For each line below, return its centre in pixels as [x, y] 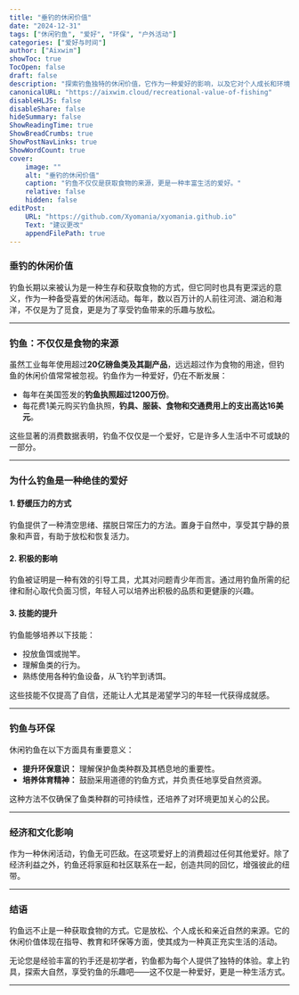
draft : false [33, 76]
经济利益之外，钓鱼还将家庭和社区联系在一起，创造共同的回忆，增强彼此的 [145, 865]
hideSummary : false [45, 117]
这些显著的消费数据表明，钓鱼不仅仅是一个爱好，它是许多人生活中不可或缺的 [149, 435]
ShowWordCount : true [48, 150]
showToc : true [36, 59]
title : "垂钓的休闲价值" [50, 17]
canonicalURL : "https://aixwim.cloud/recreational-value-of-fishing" [141, 92]
